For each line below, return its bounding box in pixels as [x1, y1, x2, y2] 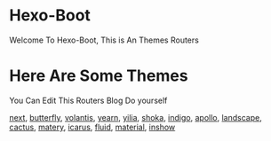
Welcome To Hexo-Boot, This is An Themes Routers [9, 35, 200, 45]
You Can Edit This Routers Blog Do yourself [9, 95, 168, 106]
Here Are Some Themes [9, 66, 188, 86]
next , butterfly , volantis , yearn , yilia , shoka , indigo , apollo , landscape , [9, 112, 262, 122]
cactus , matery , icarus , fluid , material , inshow [9, 121, 176, 132]
